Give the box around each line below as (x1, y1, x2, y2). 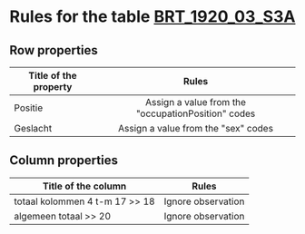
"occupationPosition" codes (135, 107, 256, 120)
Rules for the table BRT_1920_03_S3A (9, 6, 296, 27)
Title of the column (42, 180, 127, 192)
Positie (14, 102, 44, 114)
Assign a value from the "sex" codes (117, 122, 274, 134)
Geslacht (14, 122, 53, 134)
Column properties (9, 152, 118, 169)
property (33, 81, 73, 93)
